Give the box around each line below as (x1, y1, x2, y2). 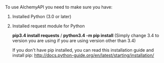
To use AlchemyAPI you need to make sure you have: (5, 4, 113, 10)
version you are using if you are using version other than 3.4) (12, 38, 136, 43)
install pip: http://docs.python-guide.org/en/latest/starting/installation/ (12, 52, 155, 58)
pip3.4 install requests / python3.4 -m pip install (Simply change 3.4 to (12, 33, 160, 38)
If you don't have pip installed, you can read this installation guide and (12, 47, 154, 53)
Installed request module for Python (12, 23, 85, 29)
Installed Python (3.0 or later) (12, 14, 72, 19)
